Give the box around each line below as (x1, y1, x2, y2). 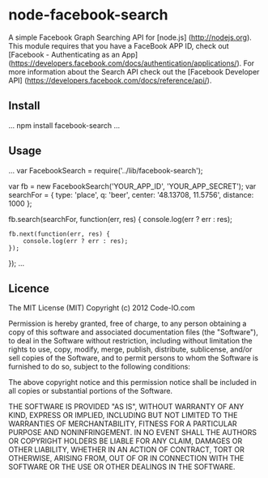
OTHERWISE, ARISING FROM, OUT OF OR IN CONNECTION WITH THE (8, 454, 245, 463)
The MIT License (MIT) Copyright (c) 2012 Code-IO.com (8, 303, 196, 313)
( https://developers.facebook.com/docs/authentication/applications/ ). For (8, 58, 255, 68)
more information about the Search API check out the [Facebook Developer (8, 66, 260, 76)
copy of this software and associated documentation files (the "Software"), (8, 327, 259, 337)
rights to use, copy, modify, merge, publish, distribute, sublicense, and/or (8, 344, 253, 354)
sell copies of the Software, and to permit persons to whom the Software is (8, 353, 259, 363)
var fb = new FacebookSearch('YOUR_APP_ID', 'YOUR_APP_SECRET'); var (8, 181, 257, 191)
